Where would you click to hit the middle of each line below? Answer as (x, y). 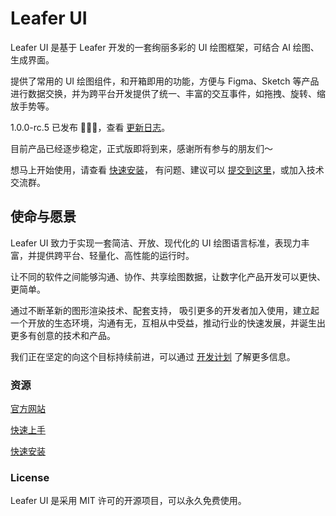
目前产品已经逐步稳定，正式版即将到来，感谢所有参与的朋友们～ (141, 148)
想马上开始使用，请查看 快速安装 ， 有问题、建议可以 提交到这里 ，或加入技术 (167, 169)
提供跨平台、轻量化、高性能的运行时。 (115, 255)
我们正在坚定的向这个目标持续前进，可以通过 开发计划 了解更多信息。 (153, 356)
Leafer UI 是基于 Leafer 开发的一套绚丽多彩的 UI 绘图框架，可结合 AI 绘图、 (165, 47)
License (30, 477)
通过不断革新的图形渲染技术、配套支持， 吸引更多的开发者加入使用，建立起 (165, 310)
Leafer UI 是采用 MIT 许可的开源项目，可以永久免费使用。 (128, 501)
